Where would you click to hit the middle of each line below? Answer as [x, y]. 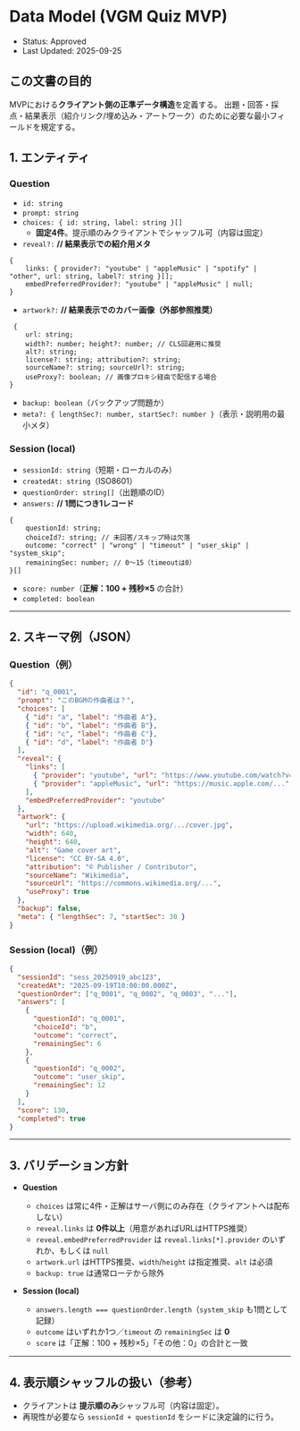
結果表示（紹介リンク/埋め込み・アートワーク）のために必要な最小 [147, 115]
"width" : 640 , [51, 834]
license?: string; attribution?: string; [103, 360]
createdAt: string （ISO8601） [79, 481]
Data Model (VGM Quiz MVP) [118, 17]
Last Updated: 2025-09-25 [72, 50]
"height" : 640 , [54, 842]
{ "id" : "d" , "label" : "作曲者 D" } [89, 742]
